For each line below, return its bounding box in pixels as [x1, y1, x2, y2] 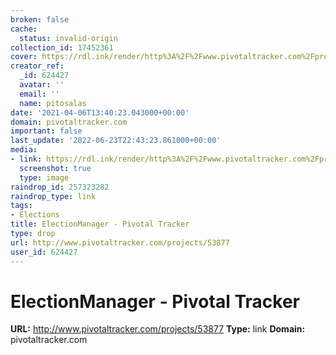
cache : [10, 24, 38, 34]
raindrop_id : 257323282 [10, 182, 110, 192]
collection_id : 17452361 [10, 42, 114, 53]
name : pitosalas [19, 98, 87, 108]
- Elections [10, 210, 60, 220]
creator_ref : [10, 61, 65, 71]
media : [10, 145, 38, 155]
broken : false [10, 14, 70, 25]
